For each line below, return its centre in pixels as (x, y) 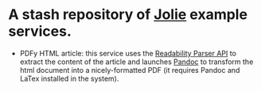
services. (40, 31)
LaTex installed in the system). (69, 78)
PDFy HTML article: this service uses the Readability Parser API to (128, 53)
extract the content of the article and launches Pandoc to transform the (136, 62)
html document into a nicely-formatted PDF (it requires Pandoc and (130, 70)
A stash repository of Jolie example (128, 15)
